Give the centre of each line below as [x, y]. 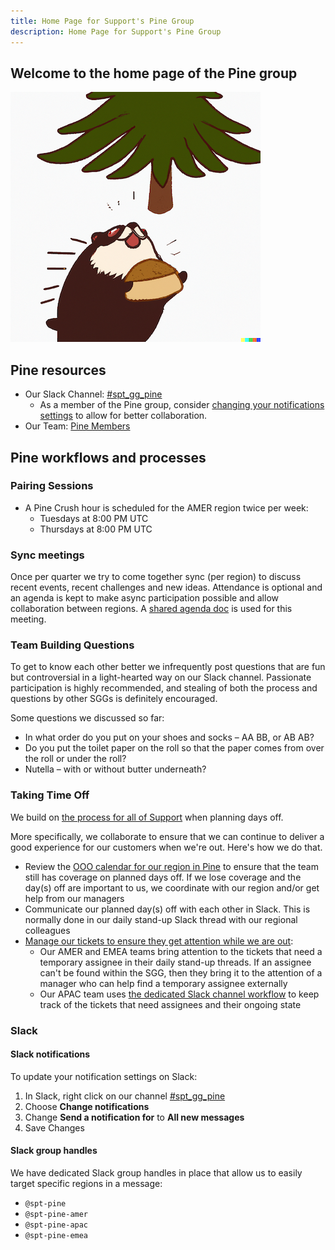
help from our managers [74, 898]
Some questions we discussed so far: [87, 718]
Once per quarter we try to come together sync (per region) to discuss [156, 577]
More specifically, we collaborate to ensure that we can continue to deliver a [167, 836]
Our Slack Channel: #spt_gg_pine [93, 394]
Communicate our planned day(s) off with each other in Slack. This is [167, 909]
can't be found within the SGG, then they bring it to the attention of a [181, 972]
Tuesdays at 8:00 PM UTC [94, 518]
